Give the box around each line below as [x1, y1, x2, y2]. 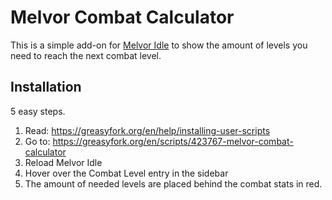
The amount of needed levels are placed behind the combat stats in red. [24, 177, 323, 190]
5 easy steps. [10, 105, 66, 117]
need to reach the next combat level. [10, 49, 162, 61]
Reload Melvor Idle [24, 156, 103, 168]
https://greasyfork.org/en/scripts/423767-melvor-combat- [52, 135, 294, 147]
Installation [10, 79, 82, 96]
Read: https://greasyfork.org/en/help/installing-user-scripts [24, 124, 271, 136]
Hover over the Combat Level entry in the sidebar [24, 167, 229, 179]
